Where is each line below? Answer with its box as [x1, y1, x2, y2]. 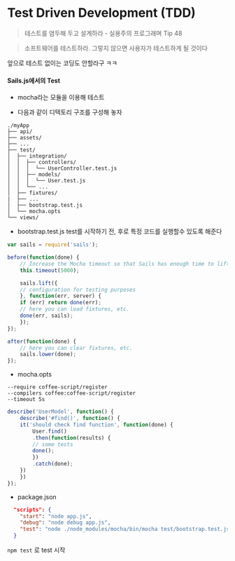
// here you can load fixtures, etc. [20, 306, 130, 313]
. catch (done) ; [32, 461, 73, 468]
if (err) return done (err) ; [20, 299, 101, 306]
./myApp [7, 122, 30, 129]
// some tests [32, 440, 73, 448]
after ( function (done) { [7, 338, 77, 345]
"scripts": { [13, 506, 52, 513]
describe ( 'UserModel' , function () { [7, 408, 114, 415]
